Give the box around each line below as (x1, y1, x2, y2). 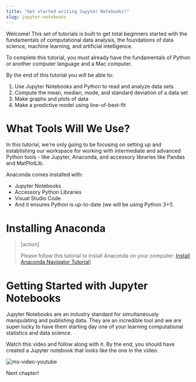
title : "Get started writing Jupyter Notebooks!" (6, 8, 130, 15)
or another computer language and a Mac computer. (6, 60, 133, 67)
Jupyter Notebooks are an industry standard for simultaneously (6, 311, 159, 318)
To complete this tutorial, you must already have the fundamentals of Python (6, 54, 191, 61)
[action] (20, 241, 40, 248)
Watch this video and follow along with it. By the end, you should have (6, 340, 175, 348)
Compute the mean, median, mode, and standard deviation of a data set (14, 89, 188, 96)
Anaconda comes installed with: (6, 171, 83, 178)
